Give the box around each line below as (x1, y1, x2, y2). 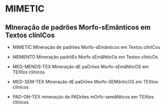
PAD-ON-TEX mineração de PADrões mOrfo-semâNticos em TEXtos (12, 94, 154, 99)
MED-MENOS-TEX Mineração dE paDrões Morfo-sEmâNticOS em (12, 64, 149, 69)
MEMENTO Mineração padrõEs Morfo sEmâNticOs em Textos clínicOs (12, 54, 158, 60)
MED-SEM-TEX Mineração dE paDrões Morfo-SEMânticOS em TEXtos (12, 79, 158, 84)
